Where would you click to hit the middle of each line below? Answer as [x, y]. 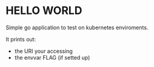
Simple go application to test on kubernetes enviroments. [77, 27]
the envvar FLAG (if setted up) [52, 57]
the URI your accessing [44, 51]
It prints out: [21, 39]
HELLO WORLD [44, 11]
